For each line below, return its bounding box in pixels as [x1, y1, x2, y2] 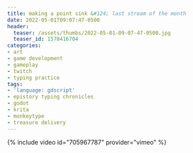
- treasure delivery [7, 119, 67, 126]
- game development [7, 55, 63, 62]
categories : [7, 42, 41, 49]
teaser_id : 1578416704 [13, 36, 79, 43]
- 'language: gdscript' [7, 87, 76, 94]
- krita [7, 106, 30, 113]
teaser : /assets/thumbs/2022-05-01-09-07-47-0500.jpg [13, 29, 171, 37]
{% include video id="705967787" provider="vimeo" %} [7, 138, 167, 146]
